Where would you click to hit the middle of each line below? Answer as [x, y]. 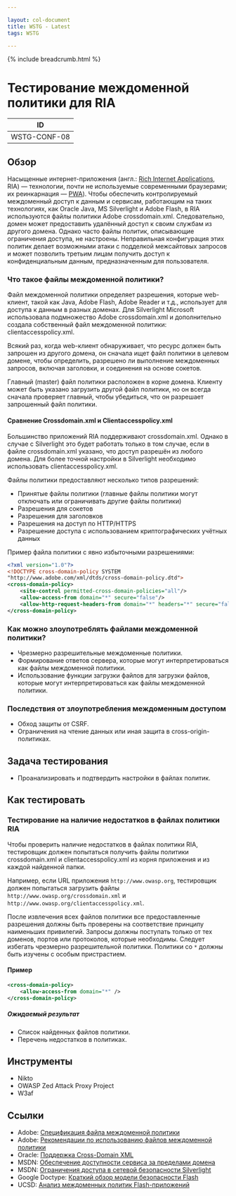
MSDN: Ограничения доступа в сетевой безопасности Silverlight [114, 1170]
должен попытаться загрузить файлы [63, 887]
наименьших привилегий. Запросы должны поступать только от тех [110, 931]
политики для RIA [61, 102]
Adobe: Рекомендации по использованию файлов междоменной [115, 1140]
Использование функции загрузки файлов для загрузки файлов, [113, 675]
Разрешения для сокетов [55, 509]
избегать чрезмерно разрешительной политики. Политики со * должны [115, 946]
